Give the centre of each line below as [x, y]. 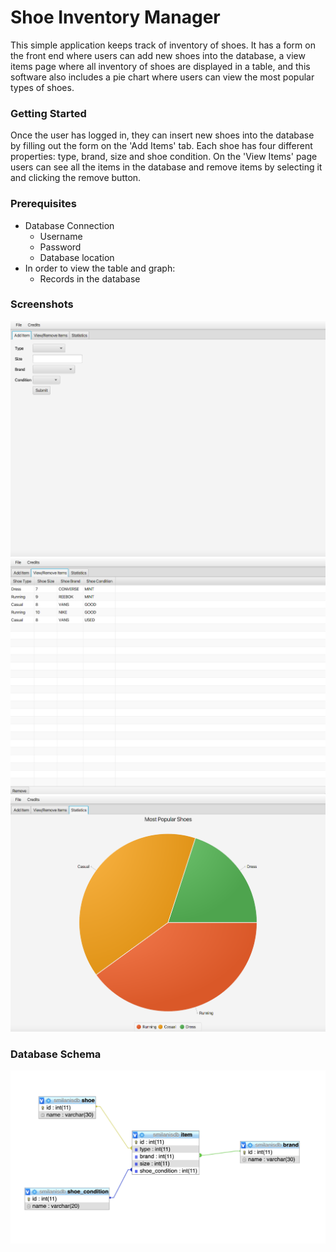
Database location [77, 257]
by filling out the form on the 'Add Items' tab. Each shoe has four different [161, 146]
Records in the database [90, 278]
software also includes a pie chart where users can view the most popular [162, 77]
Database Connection [69, 225]
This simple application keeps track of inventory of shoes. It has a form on [163, 45]
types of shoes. [42, 87]
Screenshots [42, 304]
